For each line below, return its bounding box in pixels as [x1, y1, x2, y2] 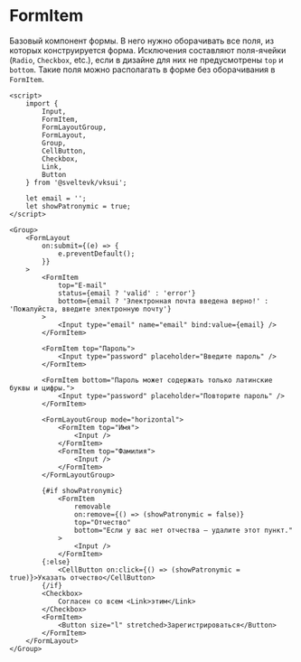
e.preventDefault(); [57, 249, 136, 258]
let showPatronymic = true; [25, 201, 131, 210]
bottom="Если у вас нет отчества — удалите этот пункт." [73, 526, 294, 535]
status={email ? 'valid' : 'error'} [57, 288, 196, 298]
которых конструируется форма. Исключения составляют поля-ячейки [9, 44, 287, 55]
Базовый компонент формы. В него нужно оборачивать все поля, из [9, 35, 274, 46]
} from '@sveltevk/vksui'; [25, 178, 127, 187]
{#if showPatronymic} [42, 486, 124, 495]
